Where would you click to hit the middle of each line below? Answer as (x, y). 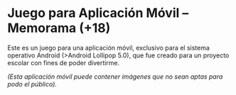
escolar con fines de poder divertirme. (64, 62)
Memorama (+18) (59, 28)
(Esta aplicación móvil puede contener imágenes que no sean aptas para (115, 77)
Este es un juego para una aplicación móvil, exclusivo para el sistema (108, 47)
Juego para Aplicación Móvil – (98, 13)
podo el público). (32, 84)
